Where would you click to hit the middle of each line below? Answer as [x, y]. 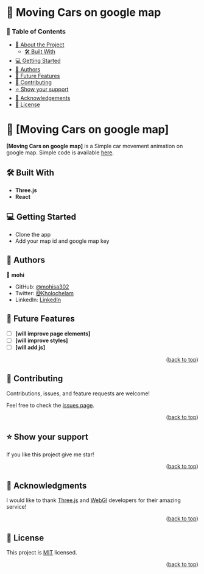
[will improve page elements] [53, 333]
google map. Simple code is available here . [60, 152]
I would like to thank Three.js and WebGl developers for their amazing [94, 500]
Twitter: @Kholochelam [44, 293]
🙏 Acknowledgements [43, 98]
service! [16, 507]
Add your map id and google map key [62, 241]
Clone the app [33, 235]
